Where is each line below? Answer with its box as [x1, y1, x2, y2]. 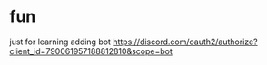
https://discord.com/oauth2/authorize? [113, 36, 258, 47]
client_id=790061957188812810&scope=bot [9, 45, 173, 56]
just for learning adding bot [9, 36, 112, 47]
